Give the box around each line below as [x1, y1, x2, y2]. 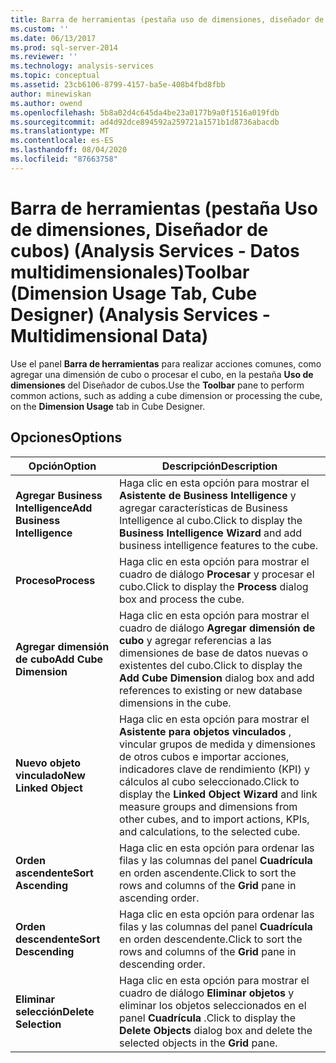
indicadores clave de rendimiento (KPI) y [119, 762, 310, 776]
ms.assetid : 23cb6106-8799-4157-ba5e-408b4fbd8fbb [10, 80, 226, 90]
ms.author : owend [10, 98, 83, 108]
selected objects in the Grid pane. [119, 1036, 278, 1050]
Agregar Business [15, 488, 103, 502]
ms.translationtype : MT [10, 126, 110, 136]
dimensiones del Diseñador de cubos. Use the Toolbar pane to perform [10, 379, 305, 391]
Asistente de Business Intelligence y [119, 488, 297, 502]
